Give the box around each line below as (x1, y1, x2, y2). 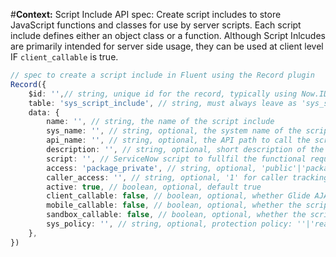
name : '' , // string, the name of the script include (46, 117, 275, 127)
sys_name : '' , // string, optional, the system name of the (46, 126, 302, 136)
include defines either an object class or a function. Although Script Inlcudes (10, 30, 326, 41)
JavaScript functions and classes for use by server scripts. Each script (10, 19, 302, 31)
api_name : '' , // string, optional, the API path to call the (46, 135, 311, 146)
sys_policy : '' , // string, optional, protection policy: (46, 219, 293, 229)
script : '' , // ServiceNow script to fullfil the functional (46, 154, 307, 164)
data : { (28, 107, 60, 118)
